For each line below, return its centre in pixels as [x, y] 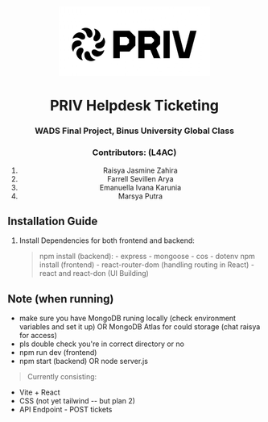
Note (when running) [61, 299]
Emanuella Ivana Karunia [140, 187]
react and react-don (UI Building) [94, 274]
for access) [38, 336]
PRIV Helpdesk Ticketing [134, 106]
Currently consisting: [62, 377]
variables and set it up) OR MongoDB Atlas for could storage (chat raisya [140, 327]
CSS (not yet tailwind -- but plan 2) [77, 401]
